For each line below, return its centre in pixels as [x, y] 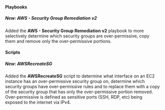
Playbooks [16, 7]
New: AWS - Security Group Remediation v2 [51, 18]
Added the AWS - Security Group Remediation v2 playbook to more [75, 31]
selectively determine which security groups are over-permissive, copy [77, 36]
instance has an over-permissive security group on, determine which [75, 81]
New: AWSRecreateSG [29, 64]
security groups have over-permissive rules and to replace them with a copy [82, 87]
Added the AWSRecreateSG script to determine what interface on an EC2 [80, 76]
